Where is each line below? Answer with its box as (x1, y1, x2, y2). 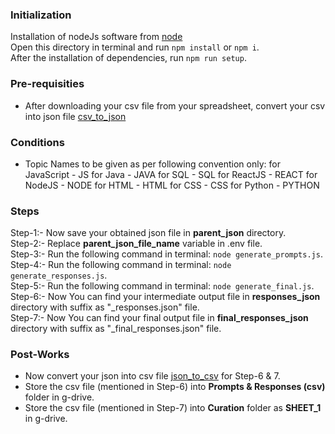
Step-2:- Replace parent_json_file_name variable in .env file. (10, 238, 263, 250)
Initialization (10, 8, 72, 22)
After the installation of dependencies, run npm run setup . (10, 52, 247, 64)
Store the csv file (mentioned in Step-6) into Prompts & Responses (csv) (24, 381, 326, 393)
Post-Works (10, 348, 70, 362)
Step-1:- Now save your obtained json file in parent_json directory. (10, 227, 287, 239)
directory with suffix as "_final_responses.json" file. (10, 323, 222, 335)
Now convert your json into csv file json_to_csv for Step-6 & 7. (24, 370, 281, 382)
